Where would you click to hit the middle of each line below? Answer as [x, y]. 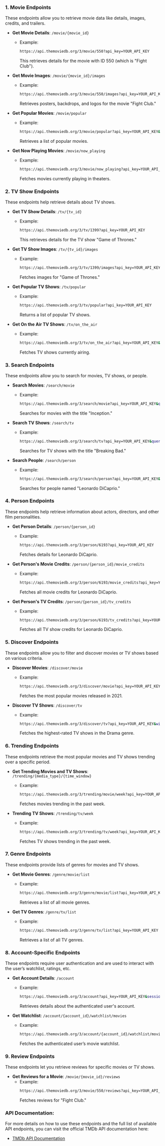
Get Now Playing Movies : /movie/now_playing [59, 150]
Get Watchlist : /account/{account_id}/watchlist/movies [69, 1015]
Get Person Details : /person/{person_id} [54, 526]
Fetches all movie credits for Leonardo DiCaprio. [69, 592]
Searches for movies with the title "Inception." [66, 413]
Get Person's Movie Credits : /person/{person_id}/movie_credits [78, 564]
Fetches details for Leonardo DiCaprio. [59, 554]
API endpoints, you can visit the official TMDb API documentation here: [77, 1129]
